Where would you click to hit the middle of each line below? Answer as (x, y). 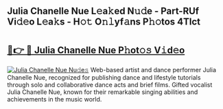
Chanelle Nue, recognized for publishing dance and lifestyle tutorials (104, 77)
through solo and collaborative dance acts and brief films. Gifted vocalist (110, 85)
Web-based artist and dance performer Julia (153, 70)
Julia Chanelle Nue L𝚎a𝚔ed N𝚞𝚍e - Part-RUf (103, 11)
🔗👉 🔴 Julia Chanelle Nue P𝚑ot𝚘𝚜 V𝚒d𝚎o (96, 50)
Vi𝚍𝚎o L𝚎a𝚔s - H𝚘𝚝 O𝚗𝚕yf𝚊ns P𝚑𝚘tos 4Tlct (104, 22)
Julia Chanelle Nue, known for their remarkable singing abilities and (103, 92)
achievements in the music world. (55, 99)
